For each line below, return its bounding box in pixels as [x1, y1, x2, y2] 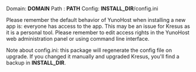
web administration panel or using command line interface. [6, 35, 150, 42]
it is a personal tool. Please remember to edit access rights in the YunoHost [6, 29, 189, 36]
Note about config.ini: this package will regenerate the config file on [6, 47, 172, 54]
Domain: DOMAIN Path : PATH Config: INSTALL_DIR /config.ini [6, 5, 159, 12]
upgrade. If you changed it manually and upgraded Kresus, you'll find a [6, 53, 179, 60]
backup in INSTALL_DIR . [6, 59, 66, 66]
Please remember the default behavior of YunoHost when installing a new [6, 17, 186, 23]
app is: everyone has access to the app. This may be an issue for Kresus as [6, 23, 191, 30]
